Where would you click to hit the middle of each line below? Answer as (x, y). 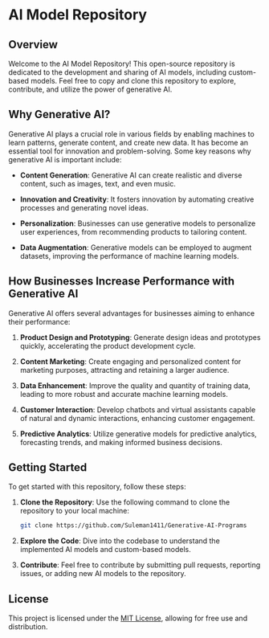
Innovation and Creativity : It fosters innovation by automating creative (137, 199)
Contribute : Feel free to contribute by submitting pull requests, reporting (140, 565)
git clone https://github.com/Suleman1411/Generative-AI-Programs (133, 526)
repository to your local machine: (75, 511)
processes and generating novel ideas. (84, 207)
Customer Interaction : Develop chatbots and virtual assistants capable (138, 409)
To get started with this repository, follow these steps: (97, 487)
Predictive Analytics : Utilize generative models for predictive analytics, (138, 434)
